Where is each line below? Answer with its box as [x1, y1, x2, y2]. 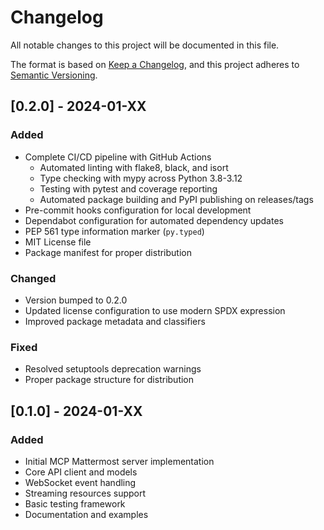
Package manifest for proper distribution [24, 246, 192, 258]
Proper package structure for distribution [24, 374, 195, 386]
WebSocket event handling [24, 476, 137, 488]
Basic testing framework [24, 497, 126, 510]
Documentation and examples [24, 508, 149, 520]
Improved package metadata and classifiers [24, 315, 206, 327]
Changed [10, 271, 57, 285]
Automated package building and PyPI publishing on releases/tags [39, 193, 314, 205]
